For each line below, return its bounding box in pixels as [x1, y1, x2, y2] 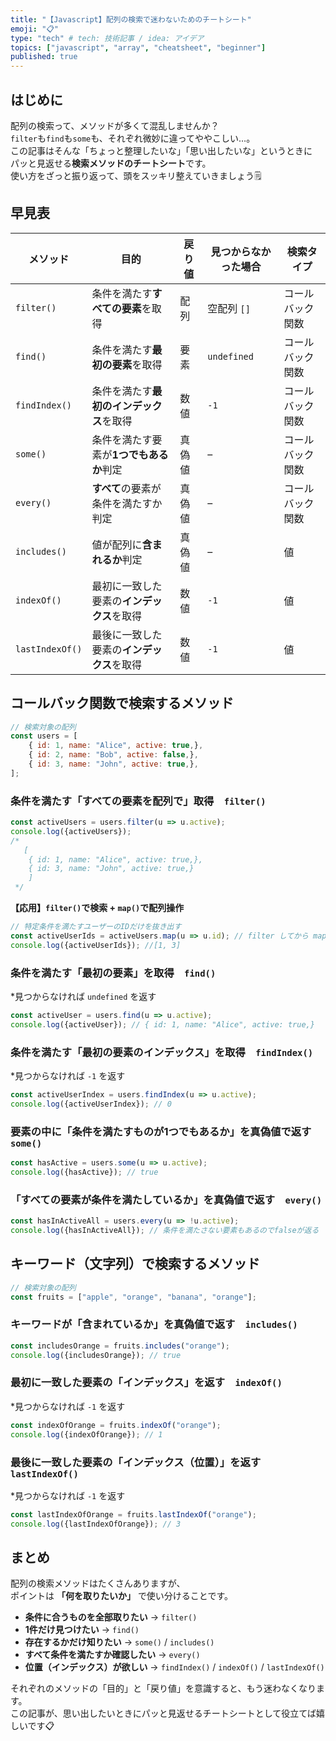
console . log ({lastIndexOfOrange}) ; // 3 [10, 1519, 182, 1529]
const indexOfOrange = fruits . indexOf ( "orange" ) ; [10, 1420, 222, 1430]
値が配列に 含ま [91, 537, 163, 551]
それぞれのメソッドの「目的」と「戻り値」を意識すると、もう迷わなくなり [10, 1682, 317, 1695]
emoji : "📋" [10, 24, 59, 34]
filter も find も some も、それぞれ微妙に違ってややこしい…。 [10, 132, 256, 144]
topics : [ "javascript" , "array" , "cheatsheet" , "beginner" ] [10, 42, 267, 53]
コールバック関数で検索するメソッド [10, 695, 234, 712]
